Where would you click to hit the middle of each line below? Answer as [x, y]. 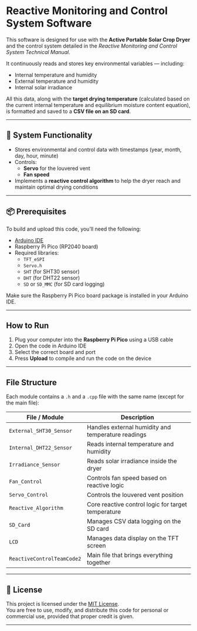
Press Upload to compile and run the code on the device [83, 358]
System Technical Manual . [38, 52]
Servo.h [33, 266]
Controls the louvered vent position [135, 495]
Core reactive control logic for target [137, 505]
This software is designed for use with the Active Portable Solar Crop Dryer [98, 39]
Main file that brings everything [130, 555]
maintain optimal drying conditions [56, 187]
